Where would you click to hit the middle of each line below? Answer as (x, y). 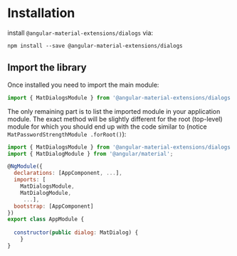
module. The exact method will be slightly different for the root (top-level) (115, 119)
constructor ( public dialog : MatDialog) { (76, 233)
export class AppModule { (46, 219)
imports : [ (30, 180)
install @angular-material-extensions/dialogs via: (80, 33)
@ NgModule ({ (25, 166)
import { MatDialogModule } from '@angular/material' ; (90, 154)
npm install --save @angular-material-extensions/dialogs (95, 46)
